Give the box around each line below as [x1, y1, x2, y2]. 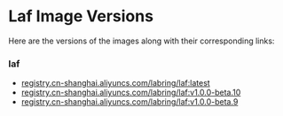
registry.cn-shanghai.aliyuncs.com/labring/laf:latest [20, 78, 210, 89]
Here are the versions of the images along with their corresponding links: [8, 35, 275, 46]
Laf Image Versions [8, 6, 154, 27]
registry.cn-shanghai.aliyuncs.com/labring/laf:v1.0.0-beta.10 [20, 87, 241, 98]
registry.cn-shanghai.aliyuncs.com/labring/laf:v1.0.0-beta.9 [20, 97, 239, 107]
